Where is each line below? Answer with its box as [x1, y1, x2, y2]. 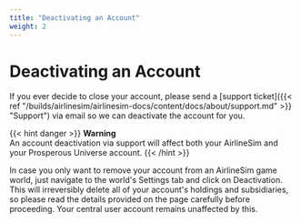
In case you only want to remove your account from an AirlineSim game [9, 165, 277, 176]
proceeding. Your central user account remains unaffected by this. [9, 204, 258, 215]
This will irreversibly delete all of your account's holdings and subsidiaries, [9, 184, 289, 196]
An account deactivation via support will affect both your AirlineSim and [9, 137, 279, 148]
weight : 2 [9, 22, 47, 31]
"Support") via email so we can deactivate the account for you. [9, 110, 246, 121]
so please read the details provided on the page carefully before [9, 194, 250, 205]
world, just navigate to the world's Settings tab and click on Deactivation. [9, 175, 284, 186]
